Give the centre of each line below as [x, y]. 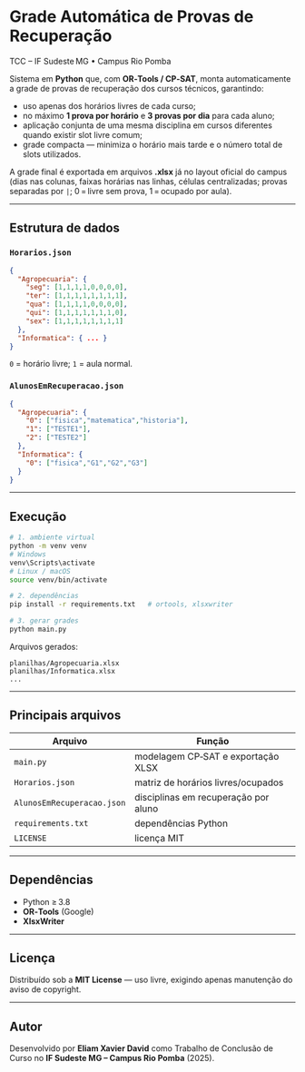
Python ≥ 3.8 [46, 901]
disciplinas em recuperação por [202, 797]
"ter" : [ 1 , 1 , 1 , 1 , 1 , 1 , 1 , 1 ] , [77, 296]
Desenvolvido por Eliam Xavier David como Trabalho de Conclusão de [142, 1048]
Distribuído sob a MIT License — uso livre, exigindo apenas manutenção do [151, 980]
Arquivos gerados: [44, 646]
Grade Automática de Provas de [132, 17]
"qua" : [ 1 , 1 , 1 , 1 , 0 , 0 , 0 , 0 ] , [77, 305]
